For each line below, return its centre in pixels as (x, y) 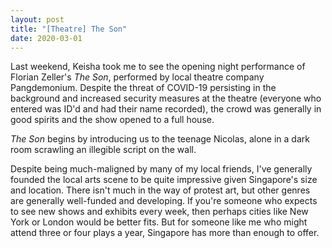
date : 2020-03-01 (46, 38)
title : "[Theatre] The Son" (69, 29)
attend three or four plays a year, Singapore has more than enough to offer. (165, 233)
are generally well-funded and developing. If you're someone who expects (164, 201)
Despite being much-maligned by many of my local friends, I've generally (161, 169)
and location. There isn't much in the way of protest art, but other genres (160, 190)
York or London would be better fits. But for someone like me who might (159, 222)
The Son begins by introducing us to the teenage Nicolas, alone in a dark (160, 139)
